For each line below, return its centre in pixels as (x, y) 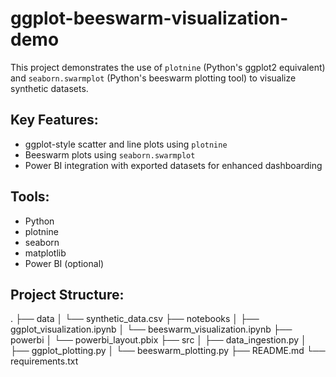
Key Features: (54, 120)
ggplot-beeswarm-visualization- (149, 18)
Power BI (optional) (64, 263)
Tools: (30, 197)
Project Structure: (67, 294)
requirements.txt (44, 361)
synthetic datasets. (49, 88)
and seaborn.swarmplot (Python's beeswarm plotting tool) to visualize (153, 78)
